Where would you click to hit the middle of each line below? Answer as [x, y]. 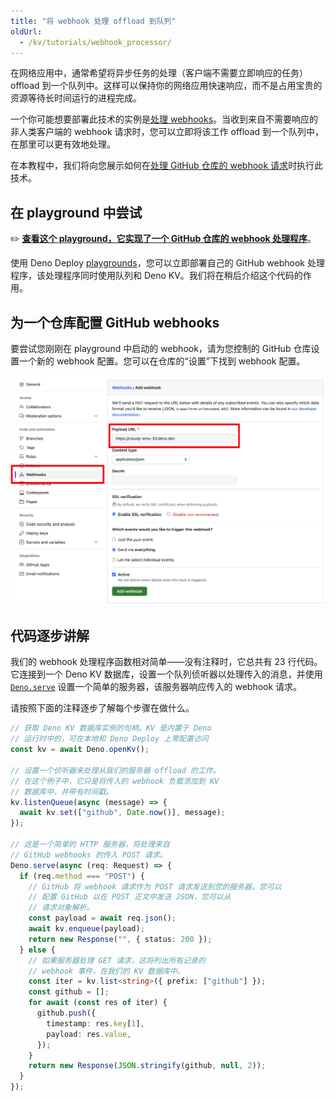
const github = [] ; [69, 992]
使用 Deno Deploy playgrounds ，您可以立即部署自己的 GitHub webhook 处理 [167, 263]
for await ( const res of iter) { [98, 1003]
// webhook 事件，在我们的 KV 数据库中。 [106, 971]
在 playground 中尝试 [76, 212]
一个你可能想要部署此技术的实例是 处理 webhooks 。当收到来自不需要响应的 [164, 119]
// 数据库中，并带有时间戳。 [62, 791]
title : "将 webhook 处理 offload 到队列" [93, 21]
